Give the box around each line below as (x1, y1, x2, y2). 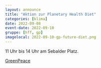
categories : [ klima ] (5, 16, 48, 21)
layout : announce (5, 7, 41, 12)
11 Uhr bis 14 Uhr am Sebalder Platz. (5, 48, 79, 54)
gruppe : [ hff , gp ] (5, 30, 43, 35)
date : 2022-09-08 (5, 21, 41, 26)
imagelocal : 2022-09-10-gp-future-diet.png (5, 35, 97, 40)
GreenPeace (5, 58, 31, 64)
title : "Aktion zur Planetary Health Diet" (5, 12, 97, 17)
